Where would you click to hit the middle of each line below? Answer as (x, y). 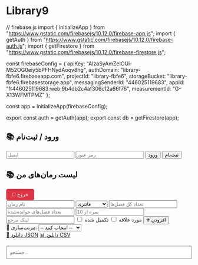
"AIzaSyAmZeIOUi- (109, 64)
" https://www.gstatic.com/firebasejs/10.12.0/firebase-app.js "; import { (91, 33)
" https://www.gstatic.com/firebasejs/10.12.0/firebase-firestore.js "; (86, 52)
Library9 (27, 11)
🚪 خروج (20, 195)
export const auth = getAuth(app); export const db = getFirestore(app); (93, 117)
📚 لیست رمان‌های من (42, 175)
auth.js (14, 46)
